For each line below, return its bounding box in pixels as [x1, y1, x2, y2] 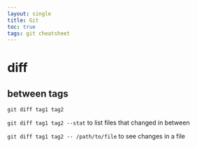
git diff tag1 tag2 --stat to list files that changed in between [7, 118, 190, 127]
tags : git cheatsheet [7, 29, 71, 37]
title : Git [7, 17, 39, 24]
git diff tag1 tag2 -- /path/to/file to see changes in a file [7, 132, 185, 141]
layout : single [7, 10, 52, 17]
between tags [7, 87, 68, 99]
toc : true [7, 23, 36, 30]
